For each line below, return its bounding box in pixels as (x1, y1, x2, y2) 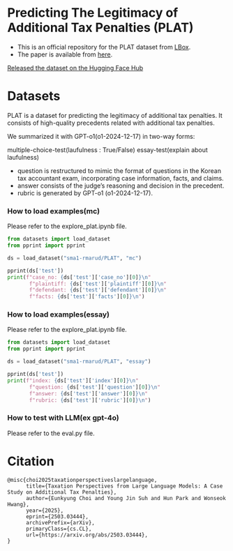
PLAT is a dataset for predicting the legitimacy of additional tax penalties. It (7, 111, 223, 119)
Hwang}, (7, 501, 30, 508)
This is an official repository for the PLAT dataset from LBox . (17, 43, 191, 51)
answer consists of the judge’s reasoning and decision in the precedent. (17, 181, 225, 190)
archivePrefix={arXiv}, (25, 519, 96, 526)
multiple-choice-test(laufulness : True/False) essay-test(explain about (7, 145, 208, 154)
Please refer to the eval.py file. (7, 429, 96, 437)
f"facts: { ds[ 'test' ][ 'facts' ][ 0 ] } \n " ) (29, 293, 145, 301)
